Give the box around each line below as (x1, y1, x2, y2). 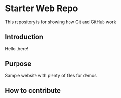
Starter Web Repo (5, 3, 78, 14)
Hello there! (5, 45, 28, 51)
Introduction (5, 33, 44, 41)
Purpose (5, 60, 32, 68)
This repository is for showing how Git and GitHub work (5, 19, 116, 25)
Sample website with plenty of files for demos (5, 72, 97, 78)
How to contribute (5, 86, 61, 95)
